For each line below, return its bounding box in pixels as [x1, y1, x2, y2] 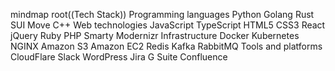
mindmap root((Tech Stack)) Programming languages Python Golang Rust [10, 9, 315, 20]
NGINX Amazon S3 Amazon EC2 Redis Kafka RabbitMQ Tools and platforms [10, 40, 323, 52]
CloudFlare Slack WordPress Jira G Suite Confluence [10, 51, 228, 63]
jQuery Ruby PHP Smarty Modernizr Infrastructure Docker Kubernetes [10, 30, 300, 41]
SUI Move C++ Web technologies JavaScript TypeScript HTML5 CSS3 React [10, 19, 326, 31]
